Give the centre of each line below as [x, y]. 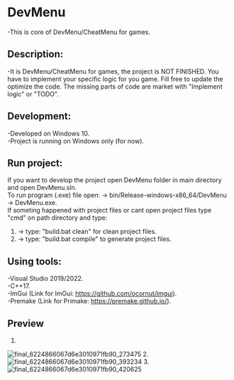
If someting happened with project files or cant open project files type [110, 211]
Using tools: [34, 261]
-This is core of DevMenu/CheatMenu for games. [79, 32]
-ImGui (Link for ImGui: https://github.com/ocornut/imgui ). [92, 294]
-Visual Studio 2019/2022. [45, 279]
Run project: [35, 163]
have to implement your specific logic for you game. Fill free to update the [115, 79]
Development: [39, 117]
